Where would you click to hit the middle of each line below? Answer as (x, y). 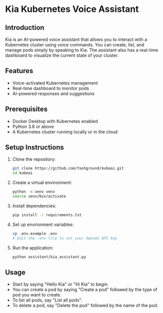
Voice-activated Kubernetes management (55, 83)
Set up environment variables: (43, 224)
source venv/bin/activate (39, 197)
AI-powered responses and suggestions (53, 94)
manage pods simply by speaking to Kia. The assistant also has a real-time (82, 50)
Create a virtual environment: (42, 183)
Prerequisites (26, 109)
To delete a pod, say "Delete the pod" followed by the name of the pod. (85, 306)
